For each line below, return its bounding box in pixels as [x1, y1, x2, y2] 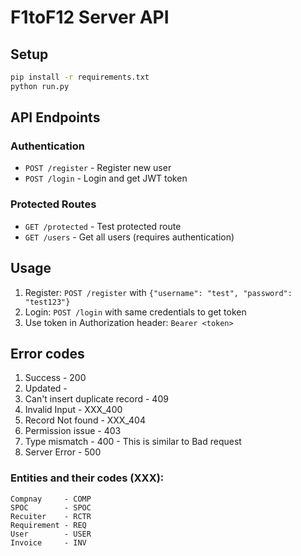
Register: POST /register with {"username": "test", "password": [24, 286, 293, 298]
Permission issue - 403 [24, 425, 122, 437]
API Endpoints [10, 109, 101, 126]
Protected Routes [10, 197, 97, 211]
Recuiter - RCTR [10, 511, 92, 521]
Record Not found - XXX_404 [24, 414, 146, 426]
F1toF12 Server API [10, 6, 170, 29]
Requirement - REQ [10, 520, 87, 530]
